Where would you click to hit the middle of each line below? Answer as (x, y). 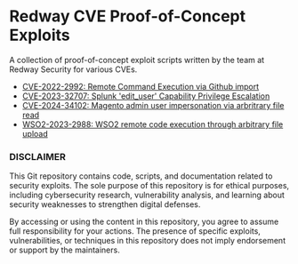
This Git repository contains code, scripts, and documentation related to (141, 176)
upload (35, 133)
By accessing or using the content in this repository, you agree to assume (144, 222)
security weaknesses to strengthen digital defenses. (105, 204)
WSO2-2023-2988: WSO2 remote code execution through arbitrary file (153, 124)
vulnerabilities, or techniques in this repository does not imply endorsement (148, 241)
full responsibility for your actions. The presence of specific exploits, (135, 231)
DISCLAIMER (38, 156)
